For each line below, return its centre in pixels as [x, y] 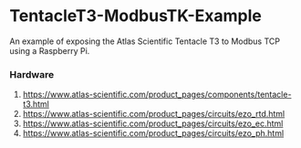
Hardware [32, 74]
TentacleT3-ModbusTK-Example [135, 16]
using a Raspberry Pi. [50, 50]
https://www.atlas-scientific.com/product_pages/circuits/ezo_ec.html [153, 123]
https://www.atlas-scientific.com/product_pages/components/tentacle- [157, 95]
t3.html [36, 104]
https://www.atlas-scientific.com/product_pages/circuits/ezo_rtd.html [154, 114]
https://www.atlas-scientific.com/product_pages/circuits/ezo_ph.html [153, 133]
